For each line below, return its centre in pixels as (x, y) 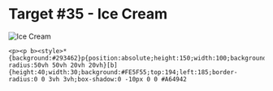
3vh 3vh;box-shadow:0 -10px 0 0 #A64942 (117, 79)
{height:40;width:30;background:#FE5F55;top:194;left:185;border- (123, 72)
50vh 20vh (68, 65)
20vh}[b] (103, 65)
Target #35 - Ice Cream (88, 14)
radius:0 (23, 79)
